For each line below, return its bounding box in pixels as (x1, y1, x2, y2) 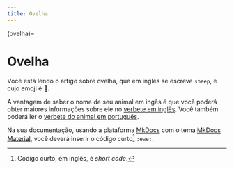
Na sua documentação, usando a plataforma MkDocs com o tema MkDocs (7, 126, 221, 134)
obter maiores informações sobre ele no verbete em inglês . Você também (7, 105, 219, 113)
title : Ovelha (7, 10, 49, 17)
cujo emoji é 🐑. (7, 84, 50, 92)
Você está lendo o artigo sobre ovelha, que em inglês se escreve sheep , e (7, 77, 217, 85)
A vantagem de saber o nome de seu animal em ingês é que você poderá (7, 97, 217, 106)
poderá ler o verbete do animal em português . (7, 112, 139, 120)
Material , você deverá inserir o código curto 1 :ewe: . (7, 133, 155, 143)
